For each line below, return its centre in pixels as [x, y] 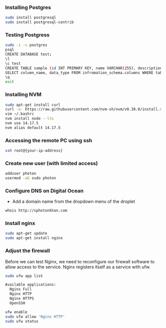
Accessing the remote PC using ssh [49, 140]
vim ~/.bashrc [20, 114]
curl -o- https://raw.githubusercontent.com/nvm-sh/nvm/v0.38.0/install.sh [85, 109]
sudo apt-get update [26, 234]
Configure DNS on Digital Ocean [44, 191]
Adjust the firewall [28, 251]
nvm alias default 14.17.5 [33, 127]
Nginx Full [21, 289]
